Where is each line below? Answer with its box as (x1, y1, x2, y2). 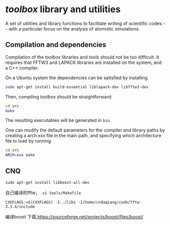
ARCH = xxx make (5, 152, 36, 158)
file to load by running (5, 138, 51, 144)
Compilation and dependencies (5, 41, 107, 49)
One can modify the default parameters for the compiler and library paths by (5, 127, 165, 133)
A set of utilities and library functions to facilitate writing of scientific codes (5, 20, 162, 26)
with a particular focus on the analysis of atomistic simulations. (8, 25, 141, 31)
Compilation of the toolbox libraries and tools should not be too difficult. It (5, 54, 159, 60)
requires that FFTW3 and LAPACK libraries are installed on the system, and (5, 59, 162, 66)
